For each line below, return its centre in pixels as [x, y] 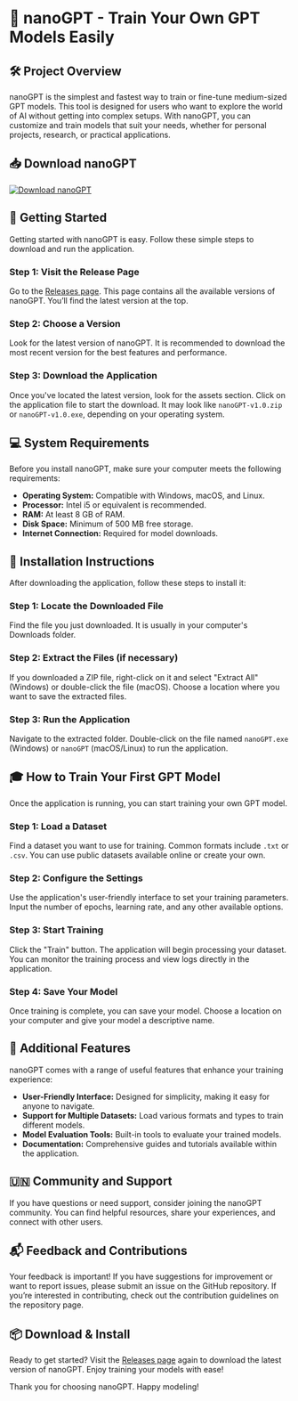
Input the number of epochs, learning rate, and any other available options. [146, 907]
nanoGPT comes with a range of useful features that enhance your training [146, 1070]
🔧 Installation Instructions [82, 562]
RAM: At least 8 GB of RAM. [73, 515]
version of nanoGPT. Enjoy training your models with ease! [117, 1370]
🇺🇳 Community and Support [91, 1181]
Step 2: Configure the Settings [77, 878]
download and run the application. [72, 248]
